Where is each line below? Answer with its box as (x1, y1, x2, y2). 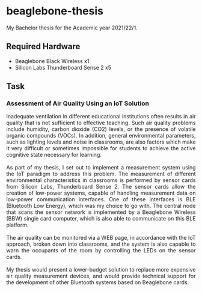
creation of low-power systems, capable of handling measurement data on (6, 189, 196, 196)
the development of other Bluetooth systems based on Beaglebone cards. (6, 279, 189, 286)
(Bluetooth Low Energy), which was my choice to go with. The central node (6, 202, 196, 210)
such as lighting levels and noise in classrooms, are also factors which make (6, 138, 196, 145)
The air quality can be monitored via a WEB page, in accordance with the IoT (6, 234, 196, 242)
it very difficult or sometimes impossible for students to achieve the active (6, 145, 196, 152)
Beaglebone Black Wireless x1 (14, 57, 90, 64)
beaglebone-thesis (6, 4, 104, 18)
